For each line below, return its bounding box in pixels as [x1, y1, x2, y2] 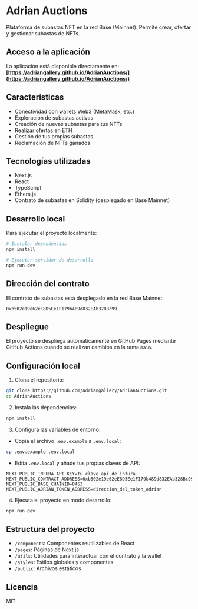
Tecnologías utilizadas [6, 156, 91, 166]
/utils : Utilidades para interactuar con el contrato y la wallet [14, 552, 162, 560]
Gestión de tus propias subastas [14, 133, 93, 140]
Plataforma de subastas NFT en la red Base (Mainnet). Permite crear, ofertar [6, 24, 192, 31]
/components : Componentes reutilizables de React [14, 540, 135, 547]
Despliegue [6, 322, 49, 332]
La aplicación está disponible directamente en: [6, 62, 120, 69]
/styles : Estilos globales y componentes [14, 558, 114, 566]
